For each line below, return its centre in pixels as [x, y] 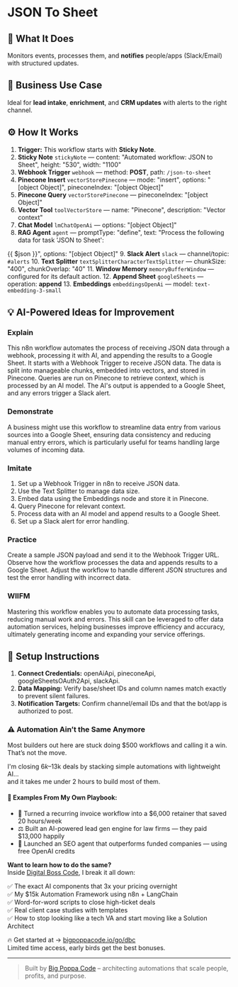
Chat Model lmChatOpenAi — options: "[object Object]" [97, 225]
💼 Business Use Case [55, 86]
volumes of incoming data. [46, 450]
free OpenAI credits [46, 851]
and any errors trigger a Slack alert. [59, 393]
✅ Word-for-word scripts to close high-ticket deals [81, 902]
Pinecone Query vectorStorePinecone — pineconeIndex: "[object [113, 194]
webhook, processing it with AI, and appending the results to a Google [110, 355]
